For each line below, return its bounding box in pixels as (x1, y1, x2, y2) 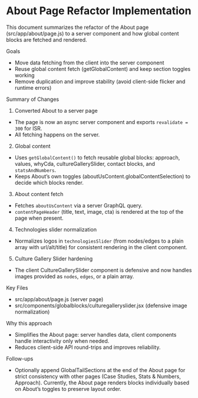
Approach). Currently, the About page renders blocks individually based (14, 379, 190, 386)
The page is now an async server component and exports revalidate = (14, 118, 189, 125)
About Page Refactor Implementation (6, 4, 192, 18)
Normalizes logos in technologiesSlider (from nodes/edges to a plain (14, 237, 184, 244)
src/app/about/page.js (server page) (14, 295, 104, 302)
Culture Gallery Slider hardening (14, 255, 93, 262)
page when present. (14, 214, 64, 221)
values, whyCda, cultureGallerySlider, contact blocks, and (14, 160, 155, 167)
